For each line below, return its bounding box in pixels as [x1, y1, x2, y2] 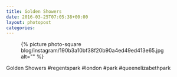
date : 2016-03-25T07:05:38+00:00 [6, 14, 88, 20]
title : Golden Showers [6, 8, 62, 15]
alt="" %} [21, 53, 44, 60]
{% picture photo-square [21, 41, 81, 48]
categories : [6, 24, 35, 31]
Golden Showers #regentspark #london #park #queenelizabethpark [6, 65, 171, 72]
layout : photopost [6, 19, 51, 25]
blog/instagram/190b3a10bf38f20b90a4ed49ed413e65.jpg [21, 47, 164, 54]
